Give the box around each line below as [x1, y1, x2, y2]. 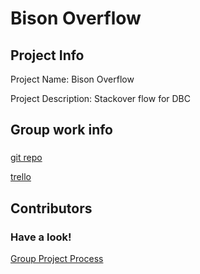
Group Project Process [10, 253, 104, 264]
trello [10, 171, 32, 183]
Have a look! [10, 230, 72, 244]
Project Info [10, 47, 85, 64]
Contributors [10, 200, 93, 217]
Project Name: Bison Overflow [10, 73, 135, 85]
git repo [10, 152, 43, 164]
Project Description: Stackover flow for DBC [10, 93, 191, 104]
